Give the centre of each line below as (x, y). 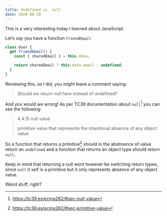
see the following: (23, 109)
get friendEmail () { (31, 52)
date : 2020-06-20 (23, 14)
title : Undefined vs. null (33, 10)
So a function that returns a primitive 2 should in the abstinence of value (78, 144)
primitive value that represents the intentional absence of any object (87, 128)
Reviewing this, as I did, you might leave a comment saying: (66, 84)
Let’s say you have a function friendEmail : (48, 38)
